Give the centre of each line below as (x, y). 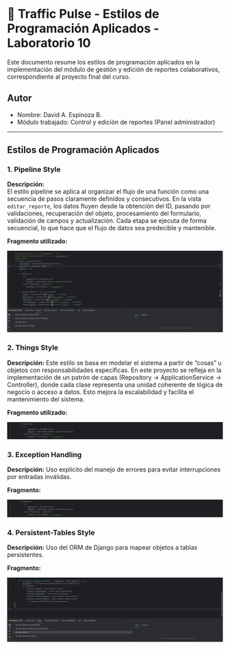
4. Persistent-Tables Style (51, 532)
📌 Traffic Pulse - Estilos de (83, 14)
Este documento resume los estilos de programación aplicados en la (103, 62)
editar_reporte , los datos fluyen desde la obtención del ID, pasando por (109, 206)
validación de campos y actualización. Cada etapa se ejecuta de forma (107, 221)
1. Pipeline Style (34, 169)
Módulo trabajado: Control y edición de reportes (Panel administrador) (116, 122)
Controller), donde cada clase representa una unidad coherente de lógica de (115, 384)
